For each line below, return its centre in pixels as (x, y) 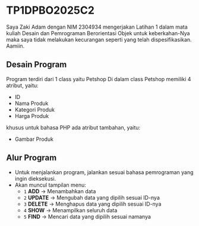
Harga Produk (32, 116)
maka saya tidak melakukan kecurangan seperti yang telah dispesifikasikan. (99, 39)
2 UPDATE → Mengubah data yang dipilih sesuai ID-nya (92, 197)
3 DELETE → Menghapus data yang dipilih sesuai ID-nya (92, 204)
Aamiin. (15, 46)
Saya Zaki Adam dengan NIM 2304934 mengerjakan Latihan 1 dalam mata (97, 27)
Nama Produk (31, 103)
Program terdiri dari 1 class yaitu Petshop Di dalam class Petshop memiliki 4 (99, 79)
